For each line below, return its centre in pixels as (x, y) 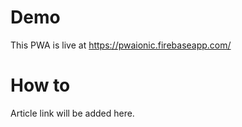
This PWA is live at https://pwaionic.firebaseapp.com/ (121, 45)
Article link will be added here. (72, 113)
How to (40, 85)
